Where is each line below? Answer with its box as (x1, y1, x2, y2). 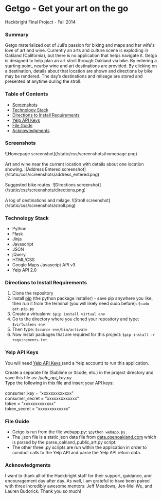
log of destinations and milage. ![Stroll (9, 197, 85, 203)
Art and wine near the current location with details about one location (5, 161, 144, 167)
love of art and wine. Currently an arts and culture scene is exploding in (5, 47, 148, 54)
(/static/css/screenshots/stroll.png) (5, 203, 76, 208)
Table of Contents (5, 91, 49, 97)
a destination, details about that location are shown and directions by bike (5, 68, 153, 74)
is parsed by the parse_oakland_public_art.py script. (12, 439, 117, 445)
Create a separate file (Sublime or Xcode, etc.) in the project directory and (5, 370, 154, 375)
